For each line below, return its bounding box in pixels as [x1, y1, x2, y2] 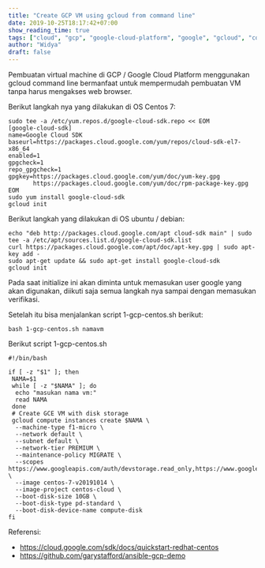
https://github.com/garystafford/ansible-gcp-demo [19, 551, 186, 560]
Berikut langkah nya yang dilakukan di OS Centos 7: [8, 102, 176, 111]
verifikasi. [8, 295, 40, 304]
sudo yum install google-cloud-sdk [8, 194, 125, 201]
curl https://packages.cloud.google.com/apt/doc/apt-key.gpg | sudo [8, 243, 238, 251]
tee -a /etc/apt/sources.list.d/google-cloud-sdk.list [8, 236, 192, 244]
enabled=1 [8, 152, 41, 160]
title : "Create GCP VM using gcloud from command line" [8, 11, 196, 20]
